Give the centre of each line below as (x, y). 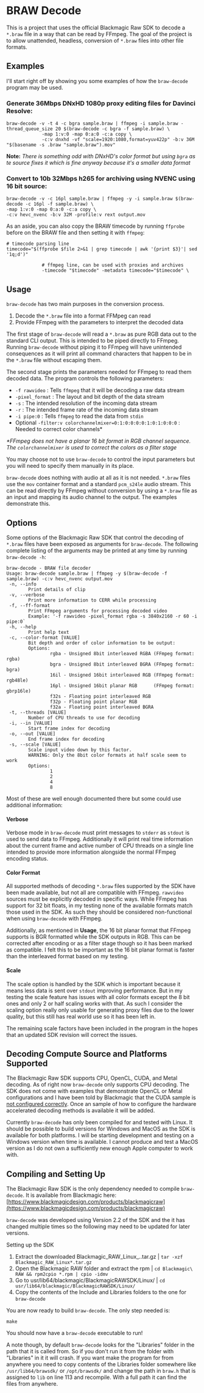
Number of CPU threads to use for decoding (84, 718)
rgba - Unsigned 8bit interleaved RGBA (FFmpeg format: (122, 653)
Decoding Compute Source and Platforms (87, 1054)
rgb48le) (17, 680)
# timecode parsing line (38, 244)
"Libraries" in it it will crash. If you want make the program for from (90, 1358)
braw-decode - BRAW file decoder (49, 568)
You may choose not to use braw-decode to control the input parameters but (101, 459)
